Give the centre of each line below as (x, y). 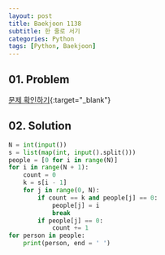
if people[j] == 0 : (71, 221)
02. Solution (40, 126)
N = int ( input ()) (38, 145)
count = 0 (40, 175)
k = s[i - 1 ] (45, 183)
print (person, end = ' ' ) (67, 244)
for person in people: (47, 236)
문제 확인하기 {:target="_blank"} (60, 99)
